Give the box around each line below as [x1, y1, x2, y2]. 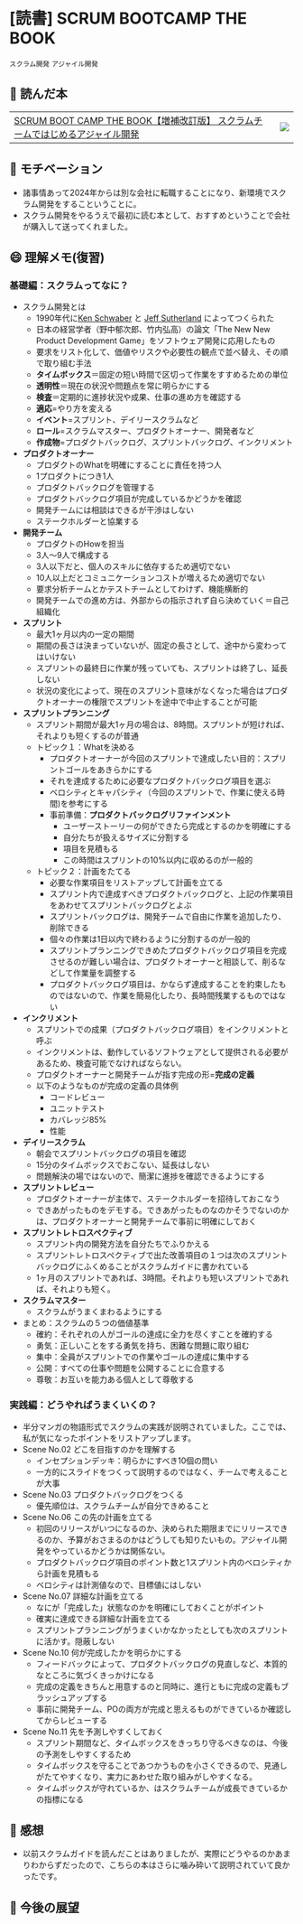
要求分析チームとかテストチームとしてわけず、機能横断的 [35, 584, 249, 594]
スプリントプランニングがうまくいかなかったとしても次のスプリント [35, 1624, 289, 1635]
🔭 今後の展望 [9, 1900, 79, 1915]
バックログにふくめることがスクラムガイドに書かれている [35, 1261, 250, 1272]
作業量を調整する [72, 967, 137, 978]
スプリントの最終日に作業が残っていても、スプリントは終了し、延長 [35, 663, 289, 674]
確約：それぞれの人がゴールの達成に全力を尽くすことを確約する [35, 1329, 273, 1340]
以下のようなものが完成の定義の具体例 [35, 1080, 179, 1091]
